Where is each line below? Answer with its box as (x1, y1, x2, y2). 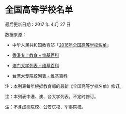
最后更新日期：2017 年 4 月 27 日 (5, 21, 71, 27)
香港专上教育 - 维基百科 (12, 52, 60, 58)
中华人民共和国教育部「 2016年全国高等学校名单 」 (12, 42, 111, 48)
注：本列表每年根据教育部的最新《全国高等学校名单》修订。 (5, 83, 124, 89)
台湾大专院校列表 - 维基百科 (12, 73, 68, 79)
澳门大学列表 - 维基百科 (12, 63, 60, 68)
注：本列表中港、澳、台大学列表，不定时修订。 (5, 93, 98, 99)
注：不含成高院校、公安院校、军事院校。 (5, 104, 86, 110)
